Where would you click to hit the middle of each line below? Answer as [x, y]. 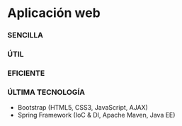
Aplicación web [54, 13]
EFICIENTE [26, 73]
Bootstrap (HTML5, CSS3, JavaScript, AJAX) [83, 108]
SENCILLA [25, 35]
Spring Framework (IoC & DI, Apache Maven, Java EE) [96, 115]
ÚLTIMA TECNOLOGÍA [46, 92]
